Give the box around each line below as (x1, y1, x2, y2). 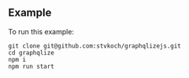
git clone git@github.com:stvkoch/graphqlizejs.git (8, 42, 181, 50)
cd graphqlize (8, 48, 55, 57)
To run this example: (8, 27, 75, 36)
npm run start (8, 62, 55, 70)
